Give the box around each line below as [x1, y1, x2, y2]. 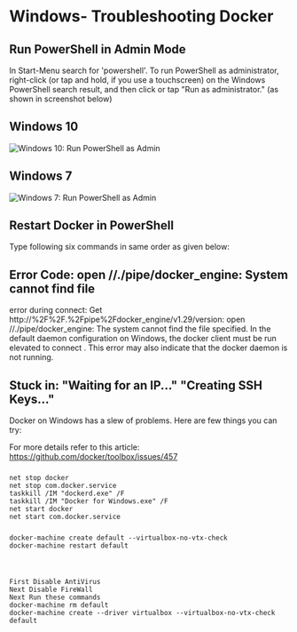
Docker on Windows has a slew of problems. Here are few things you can [9, 415, 277, 426]
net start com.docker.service [9, 513, 121, 522]
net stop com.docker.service [9, 482, 117, 491]
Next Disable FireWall [9, 585, 93, 595]
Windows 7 [9, 169, 73, 184]
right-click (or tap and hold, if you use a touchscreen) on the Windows [9, 75, 266, 85]
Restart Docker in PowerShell [9, 218, 175, 233]
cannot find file [9, 281, 96, 296]
